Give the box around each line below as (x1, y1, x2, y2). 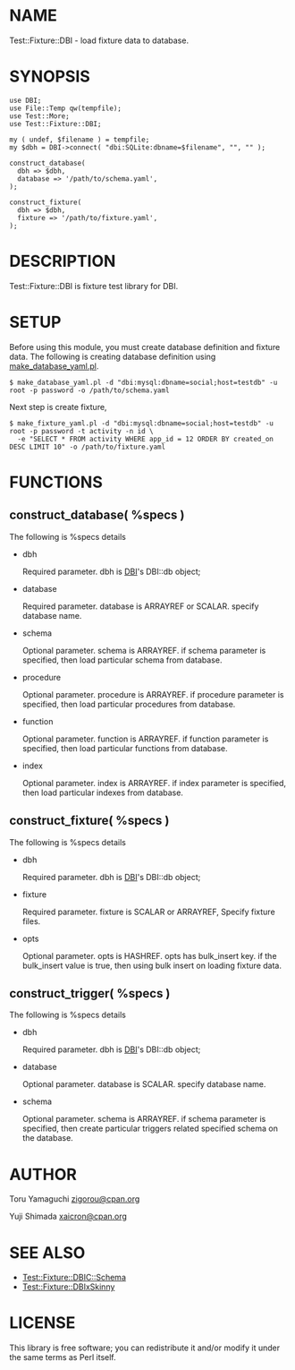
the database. (21, 1133, 73, 1143)
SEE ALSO (9, 1242, 86, 1263)
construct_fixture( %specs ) (9, 813, 170, 828)
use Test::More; (9, 111, 70, 121)
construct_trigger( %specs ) (9, 986, 171, 1001)
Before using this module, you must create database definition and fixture (9, 341, 281, 352)
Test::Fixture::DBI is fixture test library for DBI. (9, 280, 179, 291)
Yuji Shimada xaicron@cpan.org (9, 1211, 128, 1222)
